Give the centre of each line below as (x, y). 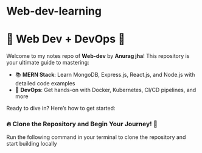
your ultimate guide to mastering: (48, 63)
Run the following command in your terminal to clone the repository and (96, 137)
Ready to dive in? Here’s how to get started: (61, 109)
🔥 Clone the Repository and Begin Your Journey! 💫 (82, 124)
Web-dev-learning (54, 11)
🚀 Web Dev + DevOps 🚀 (66, 39)
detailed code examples (45, 84)
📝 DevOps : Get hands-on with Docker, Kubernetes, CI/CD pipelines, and (106, 90)
